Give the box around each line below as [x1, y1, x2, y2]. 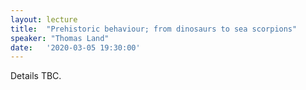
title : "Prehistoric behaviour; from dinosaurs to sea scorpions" [10, 24, 298, 34]
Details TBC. [10, 70, 62, 82]
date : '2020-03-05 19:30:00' [10, 42, 141, 53]
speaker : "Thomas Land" [10, 33, 110, 43]
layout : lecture [10, 14, 78, 25]
